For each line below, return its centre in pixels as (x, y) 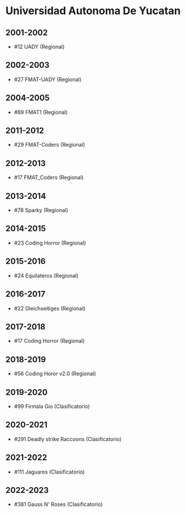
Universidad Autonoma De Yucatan (93, 11)
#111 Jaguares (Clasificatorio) (49, 472)
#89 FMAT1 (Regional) (41, 112)
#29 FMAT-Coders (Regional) (50, 145)
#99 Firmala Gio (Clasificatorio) (52, 406)
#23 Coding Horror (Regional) (50, 243)
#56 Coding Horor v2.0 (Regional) (55, 374)
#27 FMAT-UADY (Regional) (48, 79)
